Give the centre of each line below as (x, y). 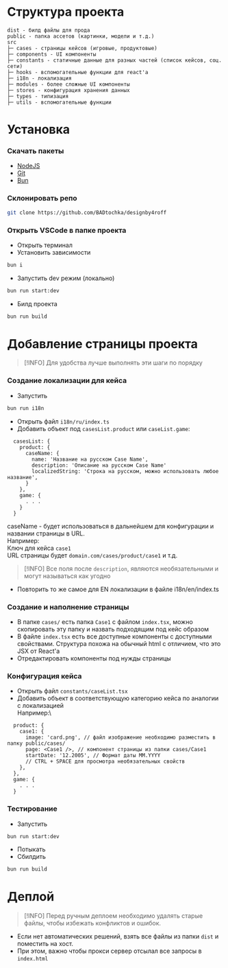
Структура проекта (66, 12)
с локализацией (40, 706)
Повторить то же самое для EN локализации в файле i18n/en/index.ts (118, 589)
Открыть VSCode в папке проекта (67, 230)
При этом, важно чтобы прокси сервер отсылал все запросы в (109, 951)
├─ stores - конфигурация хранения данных (68, 90)
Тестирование (33, 809)
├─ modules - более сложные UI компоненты (68, 84)
